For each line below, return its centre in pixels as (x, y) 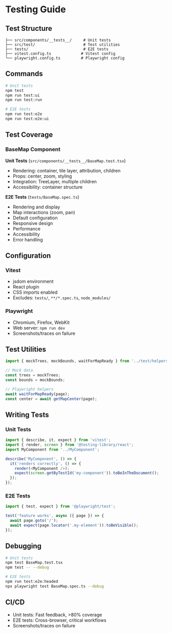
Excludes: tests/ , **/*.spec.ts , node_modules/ (62, 298)
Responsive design (33, 223)
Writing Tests (27, 415)
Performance (27, 228)
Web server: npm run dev (39, 328)
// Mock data (19, 371)
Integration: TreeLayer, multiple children (55, 181)
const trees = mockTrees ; (33, 375)
